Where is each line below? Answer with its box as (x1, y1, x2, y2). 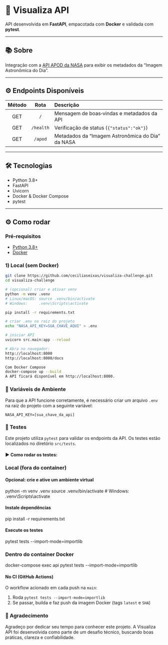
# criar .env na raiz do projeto (5, 319, 75, 324)
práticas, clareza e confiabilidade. (5, 634, 75, 640)
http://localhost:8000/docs (5, 355, 64, 361)
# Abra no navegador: (5, 346, 50, 351)
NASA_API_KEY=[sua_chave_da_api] (5, 412, 75, 417)
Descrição (54, 101, 79, 108)
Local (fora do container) (5, 464, 66, 471)
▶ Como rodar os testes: (5, 452, 57, 458)
